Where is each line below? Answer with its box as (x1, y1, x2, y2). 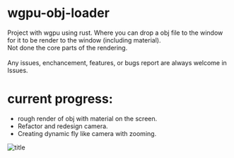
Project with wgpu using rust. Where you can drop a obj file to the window (7, 28, 223, 37)
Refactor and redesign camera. (17, 122, 108, 130)
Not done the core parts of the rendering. (7, 43, 128, 52)
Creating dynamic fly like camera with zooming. (17, 129, 157, 137)
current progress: (7, 91, 113, 107)
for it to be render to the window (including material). (7, 35, 161, 44)
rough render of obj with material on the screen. (17, 114, 158, 123)
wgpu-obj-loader (7, 5, 110, 21)
